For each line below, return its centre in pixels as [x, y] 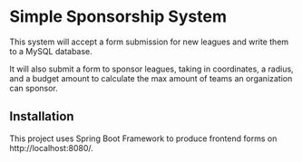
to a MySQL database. [51, 51]
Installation [42, 116]
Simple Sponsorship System [118, 17]
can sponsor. [34, 88]
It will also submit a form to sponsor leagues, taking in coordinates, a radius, [151, 69]
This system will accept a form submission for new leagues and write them [149, 42]
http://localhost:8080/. [51, 148]
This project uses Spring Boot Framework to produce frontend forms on [143, 138]
